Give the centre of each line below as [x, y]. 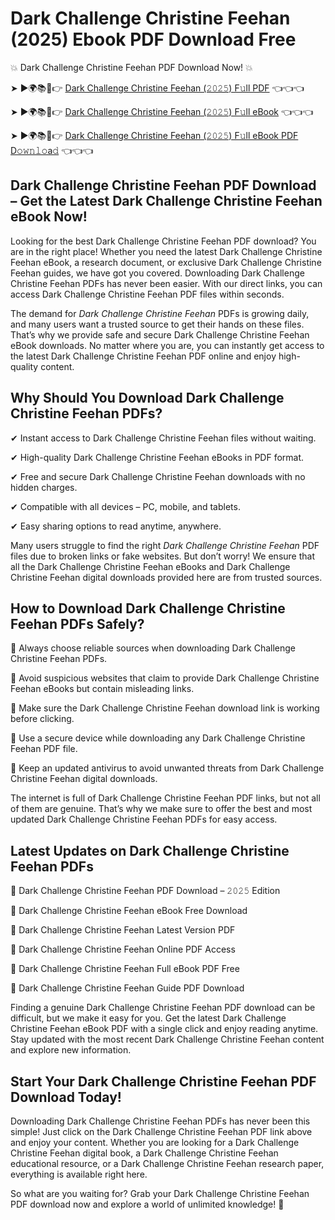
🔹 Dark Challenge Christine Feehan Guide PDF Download [127, 988]
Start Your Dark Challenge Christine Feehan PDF [163, 1081]
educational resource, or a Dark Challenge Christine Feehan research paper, [167, 1163]
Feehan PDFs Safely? [77, 623]
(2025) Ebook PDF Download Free [153, 39]
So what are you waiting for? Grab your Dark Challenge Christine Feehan [160, 1193]
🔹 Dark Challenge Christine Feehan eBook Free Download [129, 911]
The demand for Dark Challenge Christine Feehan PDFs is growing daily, [160, 313]
